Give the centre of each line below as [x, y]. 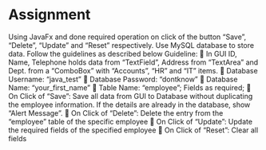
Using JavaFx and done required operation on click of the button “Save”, [127, 37]
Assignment [50, 15]
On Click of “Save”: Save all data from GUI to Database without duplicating [131, 96]
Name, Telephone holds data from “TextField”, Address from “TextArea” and [133, 62]
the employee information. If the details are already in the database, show [129, 105]
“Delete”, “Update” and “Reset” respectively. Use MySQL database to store [131, 45]
